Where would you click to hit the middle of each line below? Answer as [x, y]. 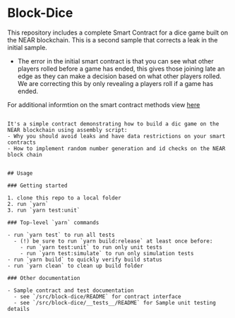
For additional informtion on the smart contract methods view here [104, 104]
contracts [22, 142]
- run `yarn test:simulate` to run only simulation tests [107, 253]
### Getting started [38, 185]
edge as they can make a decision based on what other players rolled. [119, 76]
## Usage [20, 173]
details [19, 309]
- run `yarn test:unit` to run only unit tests [91, 247]
